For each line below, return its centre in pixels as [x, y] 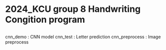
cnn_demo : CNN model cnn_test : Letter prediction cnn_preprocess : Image [83, 37]
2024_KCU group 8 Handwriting [73, 9]
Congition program [45, 20]
